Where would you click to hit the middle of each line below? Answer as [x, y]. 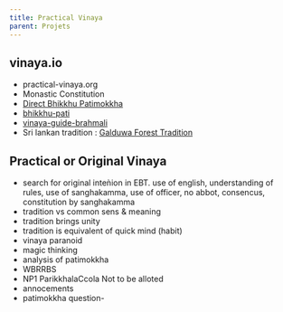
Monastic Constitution [64, 94]
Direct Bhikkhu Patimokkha [73, 104]
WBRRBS [39, 269]
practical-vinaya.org [60, 85]
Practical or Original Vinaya [88, 161]
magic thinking [50, 251]
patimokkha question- [63, 298]
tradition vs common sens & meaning [91, 212]
